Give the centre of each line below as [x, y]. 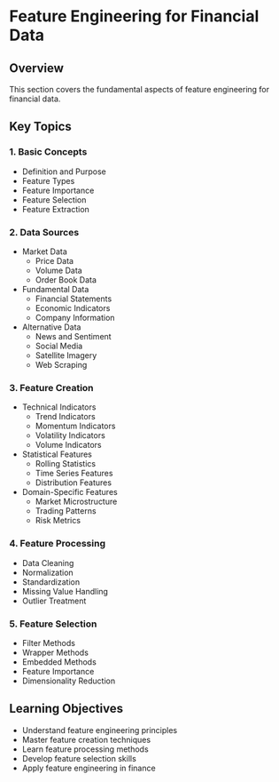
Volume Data [58, 270]
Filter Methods [48, 642]
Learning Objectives [66, 709]
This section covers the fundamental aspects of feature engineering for [139, 89]
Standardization [51, 582]
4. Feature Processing [58, 544]
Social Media [59, 346]
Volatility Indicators [70, 435]
